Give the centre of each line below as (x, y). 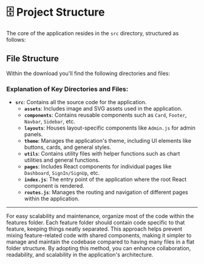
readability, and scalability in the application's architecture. (80, 255)
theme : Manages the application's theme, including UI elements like (108, 141)
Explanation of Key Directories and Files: (67, 89)
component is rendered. (54, 186)
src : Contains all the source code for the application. (81, 102)
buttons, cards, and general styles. (67, 147)
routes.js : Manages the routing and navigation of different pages (106, 193)
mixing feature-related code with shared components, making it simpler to (99, 236)
